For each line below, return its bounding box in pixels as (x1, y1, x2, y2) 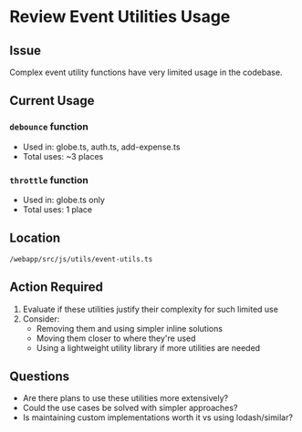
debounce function (9, 120, 89, 133)
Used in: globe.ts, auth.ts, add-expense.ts (22, 141, 181, 152)
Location (9, 231, 61, 246)
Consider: (22, 313, 60, 324)
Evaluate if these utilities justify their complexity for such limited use (22, 303, 278, 314)
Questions (9, 369, 70, 384)
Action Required (9, 280, 103, 295)
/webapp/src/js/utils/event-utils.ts (9, 254, 153, 263)
